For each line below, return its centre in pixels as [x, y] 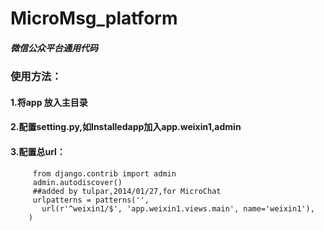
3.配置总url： [38, 151]
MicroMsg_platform [94, 18]
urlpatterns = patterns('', [91, 200]
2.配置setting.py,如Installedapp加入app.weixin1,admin [126, 127]
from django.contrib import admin [104, 173]
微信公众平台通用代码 [54, 48]
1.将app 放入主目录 [49, 102]
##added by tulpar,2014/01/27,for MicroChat [127, 191]
